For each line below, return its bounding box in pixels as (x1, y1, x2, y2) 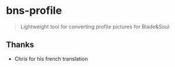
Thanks (6, 40, 34, 50)
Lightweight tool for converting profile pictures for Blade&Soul (20, 23, 170, 30)
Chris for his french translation (14, 55, 88, 62)
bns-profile (6, 4, 62, 17)
